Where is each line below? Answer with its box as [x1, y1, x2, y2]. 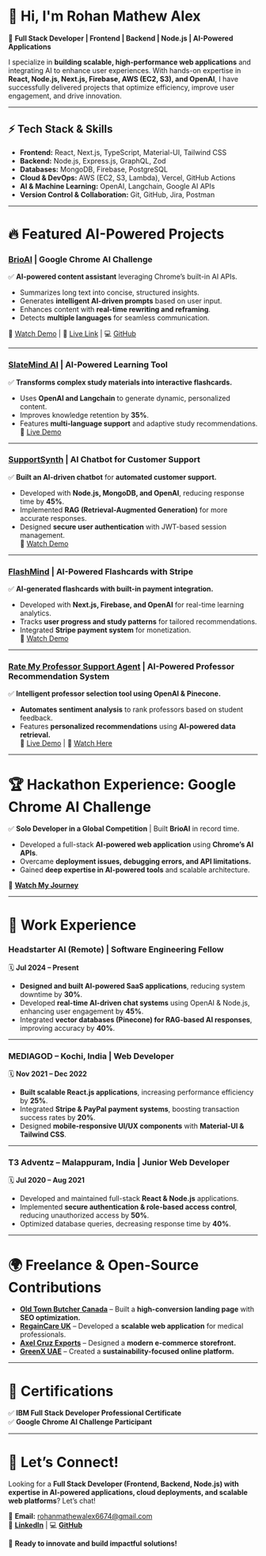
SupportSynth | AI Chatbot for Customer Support [8, 454, 200, 465]
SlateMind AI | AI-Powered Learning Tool [8, 359, 168, 370]
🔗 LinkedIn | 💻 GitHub [8, 1520, 83, 1530]
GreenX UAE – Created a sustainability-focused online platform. [19, 1346, 235, 1357]
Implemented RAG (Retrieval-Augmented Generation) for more [19, 504, 228, 515]
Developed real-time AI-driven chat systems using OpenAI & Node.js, [19, 998, 250, 1007]
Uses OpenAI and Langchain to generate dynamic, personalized [19, 393, 231, 403]
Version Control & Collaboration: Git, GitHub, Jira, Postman [19, 190, 215, 199]
